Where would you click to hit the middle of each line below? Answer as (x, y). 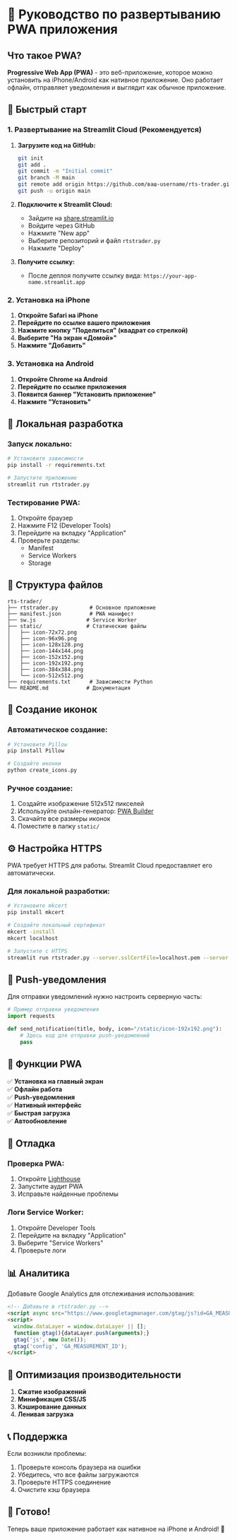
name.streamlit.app (57, 282)
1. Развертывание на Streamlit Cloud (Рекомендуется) (105, 130)
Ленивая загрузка (45, 1414)
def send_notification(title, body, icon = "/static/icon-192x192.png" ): (115, 1029)
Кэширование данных (52, 1407)
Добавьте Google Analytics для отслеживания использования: (101, 1294)
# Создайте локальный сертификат (56, 925)
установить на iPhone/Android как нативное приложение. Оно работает (115, 80)
